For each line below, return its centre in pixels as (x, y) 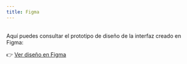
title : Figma (23, 12)
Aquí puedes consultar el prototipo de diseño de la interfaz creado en (94, 36)
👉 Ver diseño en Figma (36, 54)
